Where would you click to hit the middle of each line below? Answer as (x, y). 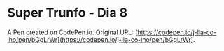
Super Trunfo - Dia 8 (68, 13)
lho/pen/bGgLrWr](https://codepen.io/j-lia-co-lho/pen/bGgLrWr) (100, 39)
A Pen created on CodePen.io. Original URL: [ (72, 32)
